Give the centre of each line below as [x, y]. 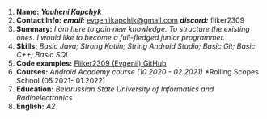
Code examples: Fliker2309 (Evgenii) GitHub [91, 63]
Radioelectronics [44, 98]
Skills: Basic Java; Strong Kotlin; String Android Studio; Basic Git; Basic [136, 46]
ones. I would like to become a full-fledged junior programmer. [120, 37]
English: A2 [36, 106]
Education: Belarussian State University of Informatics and [115, 89]
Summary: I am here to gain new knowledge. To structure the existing [133, 29]
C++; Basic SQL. [44, 55]
